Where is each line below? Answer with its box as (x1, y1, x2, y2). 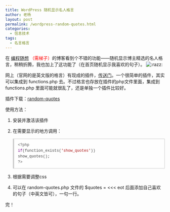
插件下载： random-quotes (5, 95, 60, 101)
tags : (5, 36, 17, 41)
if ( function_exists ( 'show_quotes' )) (17, 148, 96, 153)
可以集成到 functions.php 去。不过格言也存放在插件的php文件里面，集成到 (5, 78, 160, 84)
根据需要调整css (12, 173, 47, 180)
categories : (5, 26, 30, 31)
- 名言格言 (10, 41, 30, 46)
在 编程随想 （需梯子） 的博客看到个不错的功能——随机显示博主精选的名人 (5, 55, 158, 61)
